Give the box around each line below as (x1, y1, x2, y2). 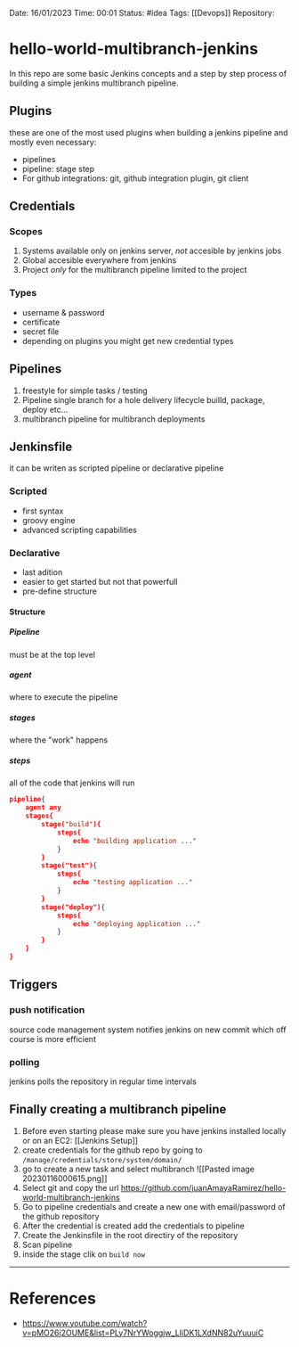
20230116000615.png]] (21, 1172, 108, 1184)
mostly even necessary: (9, 136, 97, 147)
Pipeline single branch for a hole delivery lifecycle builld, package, (21, 394, 265, 405)
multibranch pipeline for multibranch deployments (21, 414, 206, 424)
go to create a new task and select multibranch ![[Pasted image (21, 1163, 255, 1174)
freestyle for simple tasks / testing (21, 385, 149, 396)
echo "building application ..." (72, 836, 198, 845)
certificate (21, 316, 61, 327)
